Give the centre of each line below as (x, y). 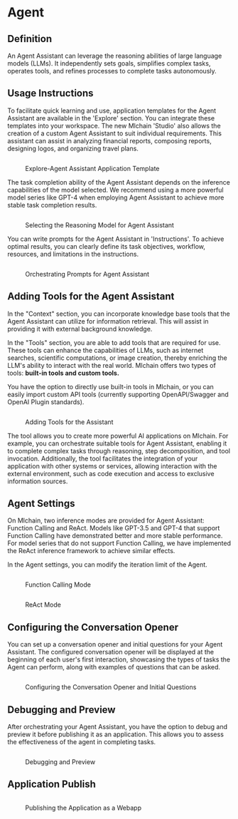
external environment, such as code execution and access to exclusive (111, 473)
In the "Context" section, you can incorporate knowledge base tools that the (119, 314)
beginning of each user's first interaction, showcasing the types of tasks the (119, 659)
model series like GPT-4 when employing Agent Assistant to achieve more (116, 197)
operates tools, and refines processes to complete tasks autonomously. (112, 71)
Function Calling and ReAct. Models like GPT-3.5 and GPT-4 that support (114, 528)
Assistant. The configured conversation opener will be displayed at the (111, 652)
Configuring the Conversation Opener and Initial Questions (111, 687)
